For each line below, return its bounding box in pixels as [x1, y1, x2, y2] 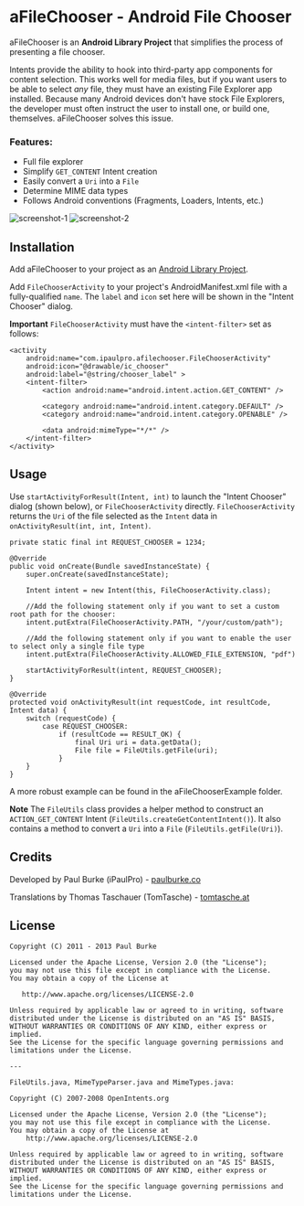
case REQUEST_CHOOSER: [42, 721, 129, 731]
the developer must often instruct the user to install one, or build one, [9, 102, 270, 113]
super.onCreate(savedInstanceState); [26, 570, 170, 579]
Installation [9, 240, 75, 255]
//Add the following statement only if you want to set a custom [26, 602, 280, 611]
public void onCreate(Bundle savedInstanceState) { [9, 561, 210, 571]
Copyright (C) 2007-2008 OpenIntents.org [9, 1094, 170, 1104]
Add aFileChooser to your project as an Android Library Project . [9, 263, 249, 275]
